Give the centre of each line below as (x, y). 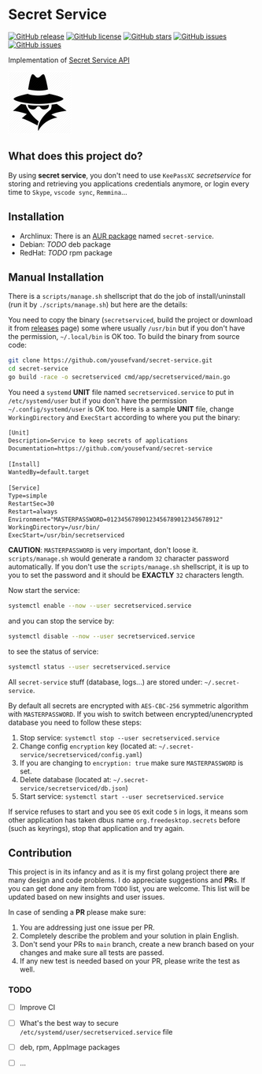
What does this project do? (76, 157)
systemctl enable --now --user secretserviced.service (100, 606)
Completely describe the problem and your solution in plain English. (129, 936)
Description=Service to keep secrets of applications (98, 441)
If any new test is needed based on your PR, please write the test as (129, 961)
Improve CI (37, 1007)
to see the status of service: (54, 651)
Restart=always (33, 512)
